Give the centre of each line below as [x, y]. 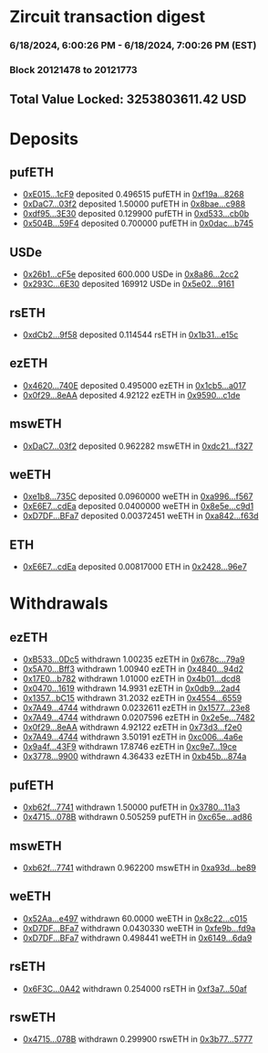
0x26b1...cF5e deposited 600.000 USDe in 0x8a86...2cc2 [131, 274]
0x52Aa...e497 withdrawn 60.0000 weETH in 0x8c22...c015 [135, 918]
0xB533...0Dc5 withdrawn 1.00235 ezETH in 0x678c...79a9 [134, 659]
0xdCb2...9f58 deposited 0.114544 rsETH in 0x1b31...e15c [130, 335]
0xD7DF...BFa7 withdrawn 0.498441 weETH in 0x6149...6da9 [137, 938]
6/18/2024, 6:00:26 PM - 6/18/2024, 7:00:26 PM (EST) [133, 46]
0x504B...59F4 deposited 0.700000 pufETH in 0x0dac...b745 [138, 223]
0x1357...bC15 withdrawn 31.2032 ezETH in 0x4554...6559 [132, 698]
